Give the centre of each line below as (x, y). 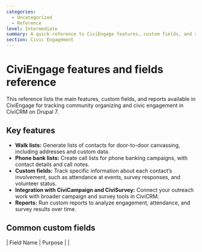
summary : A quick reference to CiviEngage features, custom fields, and (99, 34)
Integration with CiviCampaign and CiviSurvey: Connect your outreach (104, 189)
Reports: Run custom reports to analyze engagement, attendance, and (103, 203)
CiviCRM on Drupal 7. (32, 111)
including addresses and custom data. (62, 152)
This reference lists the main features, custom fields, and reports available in (101, 99)
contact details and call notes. (52, 164)
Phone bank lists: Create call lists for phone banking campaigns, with (101, 158)
